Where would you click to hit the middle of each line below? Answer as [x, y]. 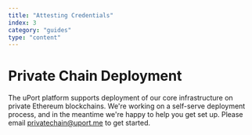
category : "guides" [40, 30]
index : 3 [22, 23]
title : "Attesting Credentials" [61, 15]
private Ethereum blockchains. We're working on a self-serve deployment [127, 106]
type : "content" [34, 37]
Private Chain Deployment [95, 76]
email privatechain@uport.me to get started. [79, 123]
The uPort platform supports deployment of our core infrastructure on [121, 98]
